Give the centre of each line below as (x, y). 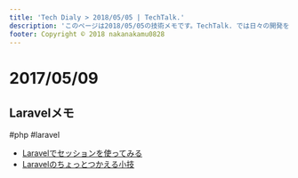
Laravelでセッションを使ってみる (82, 153)
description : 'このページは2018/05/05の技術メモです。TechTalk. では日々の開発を (149, 26)
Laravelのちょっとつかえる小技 (78, 165)
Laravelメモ (42, 113)
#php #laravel (35, 135)
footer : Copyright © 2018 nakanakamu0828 (87, 34)
